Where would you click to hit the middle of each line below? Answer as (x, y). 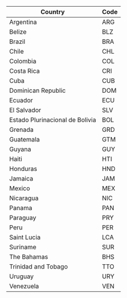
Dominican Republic (38, 91)
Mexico (20, 188)
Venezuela (24, 286)
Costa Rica (25, 71)
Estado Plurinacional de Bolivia (53, 120)
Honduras (23, 169)
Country (53, 12)
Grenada (22, 130)
